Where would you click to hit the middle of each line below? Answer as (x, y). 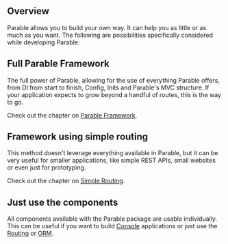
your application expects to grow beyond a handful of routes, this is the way (114, 94)
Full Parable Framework (58, 64)
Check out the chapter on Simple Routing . (66, 181)
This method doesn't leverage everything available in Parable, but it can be (113, 153)
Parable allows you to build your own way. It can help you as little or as (107, 27)
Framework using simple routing (78, 137)
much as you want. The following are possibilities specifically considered (110, 35)
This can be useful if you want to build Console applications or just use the (112, 226)
